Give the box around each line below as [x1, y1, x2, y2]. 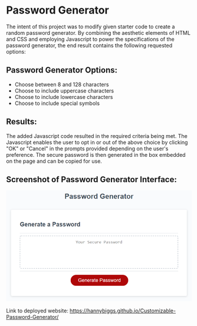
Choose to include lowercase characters [14, 93, 113, 100]
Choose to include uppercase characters [14, 87, 114, 94]
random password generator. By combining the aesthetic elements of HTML [6, 29, 191, 36]
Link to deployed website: [6, 307, 69, 314]
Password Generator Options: [6, 65, 118, 75]
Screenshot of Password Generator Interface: [6, 174, 177, 185]
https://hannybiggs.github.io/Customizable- [70, 307, 176, 314]
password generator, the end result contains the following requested [6, 42, 173, 49]
